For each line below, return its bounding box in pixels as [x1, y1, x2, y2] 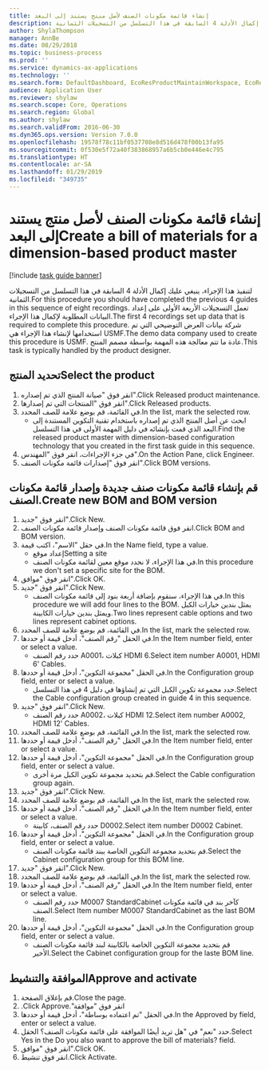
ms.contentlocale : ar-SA [9, 161, 92, 169]
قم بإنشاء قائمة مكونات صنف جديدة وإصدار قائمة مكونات [9, 481, 259, 495]
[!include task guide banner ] [9, 270, 102, 280]
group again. [32, 778, 75, 788]
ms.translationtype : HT [9, 153, 89, 161]
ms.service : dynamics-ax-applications [9, 64, 138, 72]
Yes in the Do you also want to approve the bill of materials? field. [20, 1036, 236, 1045]
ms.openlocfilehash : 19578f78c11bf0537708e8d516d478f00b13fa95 [9, 138, 224, 146]
